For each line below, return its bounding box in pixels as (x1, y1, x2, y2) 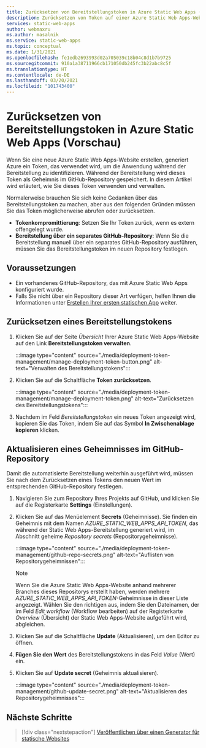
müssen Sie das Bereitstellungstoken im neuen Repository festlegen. (15, 245, 189, 252)
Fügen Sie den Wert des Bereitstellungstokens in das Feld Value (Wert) (15, 651, 196, 658)
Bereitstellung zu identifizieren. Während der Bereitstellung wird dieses (6, 169, 186, 176)
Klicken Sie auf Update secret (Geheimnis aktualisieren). (15, 669, 159, 677)
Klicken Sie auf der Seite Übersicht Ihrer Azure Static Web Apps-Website (15, 333, 199, 340)
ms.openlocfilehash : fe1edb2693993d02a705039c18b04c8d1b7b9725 (6, 55, 172, 61)
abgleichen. (15, 621, 45, 628)
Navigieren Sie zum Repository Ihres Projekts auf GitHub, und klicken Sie (15, 495, 199, 502)
